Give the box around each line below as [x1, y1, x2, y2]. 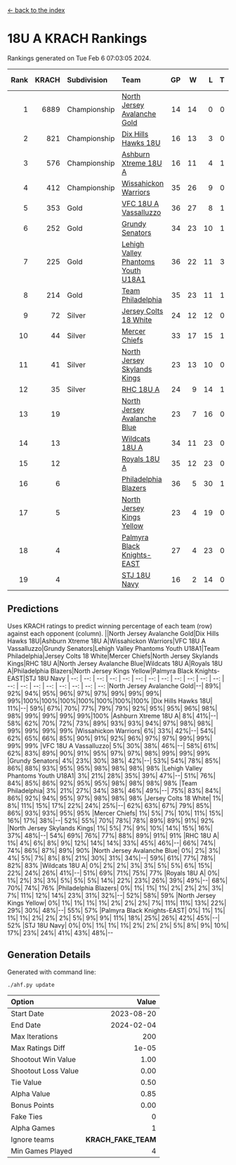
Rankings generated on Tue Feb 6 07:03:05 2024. [7, 54, 151, 62]
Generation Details [7, 949, 91, 961]
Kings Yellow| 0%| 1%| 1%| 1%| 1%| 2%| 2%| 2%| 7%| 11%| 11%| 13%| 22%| [7, 898, 227, 907]
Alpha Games [11, 1123, 55, 1133]
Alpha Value [11, 1088, 51, 1098]
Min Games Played [11, 1146, 72, 1156]
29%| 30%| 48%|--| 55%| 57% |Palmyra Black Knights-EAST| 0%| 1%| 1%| [7, 906, 225, 914]
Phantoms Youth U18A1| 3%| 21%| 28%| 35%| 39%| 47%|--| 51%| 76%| [7, 771, 216, 780]
